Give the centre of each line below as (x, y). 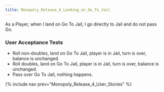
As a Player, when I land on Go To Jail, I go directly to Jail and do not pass (81, 24)
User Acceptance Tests (34, 42)
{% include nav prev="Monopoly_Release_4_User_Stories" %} (69, 84)
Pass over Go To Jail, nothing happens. (53, 74)
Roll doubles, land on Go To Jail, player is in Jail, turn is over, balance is (85, 63)
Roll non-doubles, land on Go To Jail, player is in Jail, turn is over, (80, 53)
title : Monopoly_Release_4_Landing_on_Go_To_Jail (58, 10)
